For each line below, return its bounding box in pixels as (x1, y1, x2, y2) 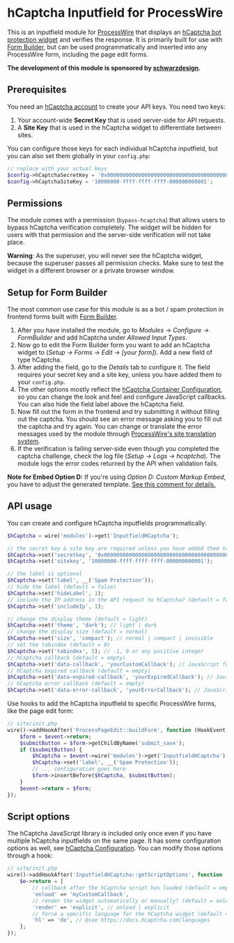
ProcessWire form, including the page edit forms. (7, 50, 148, 59)
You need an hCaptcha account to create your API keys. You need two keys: (7, 102, 226, 111)
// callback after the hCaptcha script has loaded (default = (32, 884, 217, 891)
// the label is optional (7, 570, 82, 578)
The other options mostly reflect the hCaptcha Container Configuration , (17, 385, 223, 393)
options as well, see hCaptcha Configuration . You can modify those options (7, 844, 224, 852)
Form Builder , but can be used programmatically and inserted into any (7, 43, 208, 51)
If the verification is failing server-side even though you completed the (17, 445, 219, 452)
